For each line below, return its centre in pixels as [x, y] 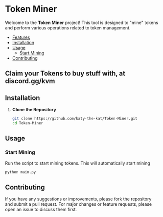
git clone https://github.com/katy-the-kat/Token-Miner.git [75, 119]
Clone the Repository [34, 110]
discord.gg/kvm [30, 81]
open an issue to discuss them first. [41, 210]
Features [21, 37]
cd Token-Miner [28, 123]
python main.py [21, 172]
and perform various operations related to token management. [68, 27]
